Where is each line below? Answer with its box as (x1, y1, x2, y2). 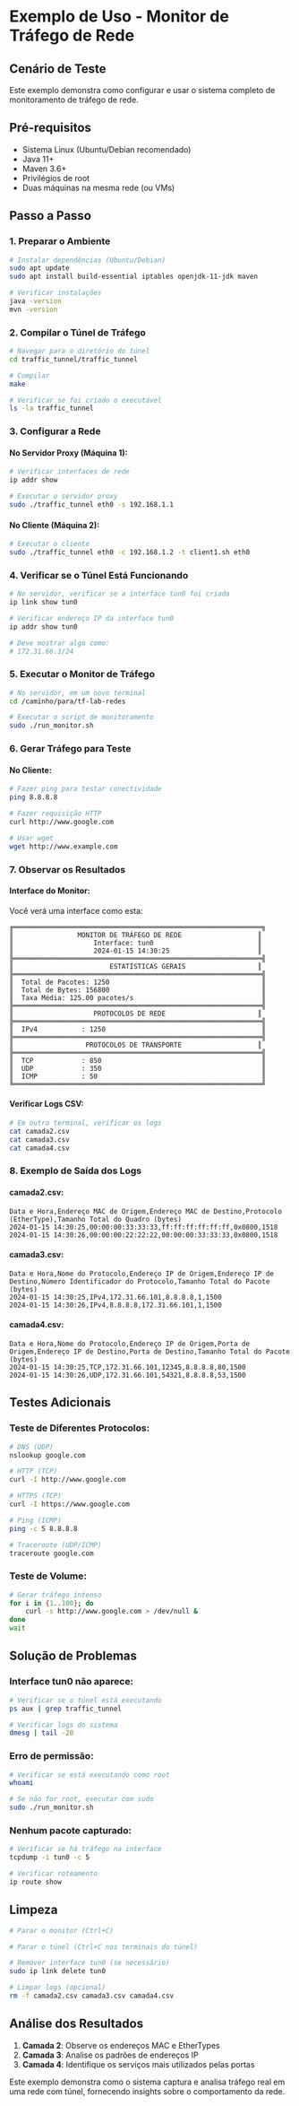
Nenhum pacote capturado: (9, 1823, 132, 1836)
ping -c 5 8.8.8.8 (9, 1524, 78, 1533)
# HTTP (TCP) (9, 1466, 58, 1476)
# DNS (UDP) (9, 1442, 54, 1451)
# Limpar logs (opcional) (9, 1983, 106, 1992)
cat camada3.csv (9, 1135, 70, 1144)
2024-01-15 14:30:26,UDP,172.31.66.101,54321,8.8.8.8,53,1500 (9, 1371, 246, 1379)
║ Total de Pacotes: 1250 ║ (9, 978, 267, 987)
